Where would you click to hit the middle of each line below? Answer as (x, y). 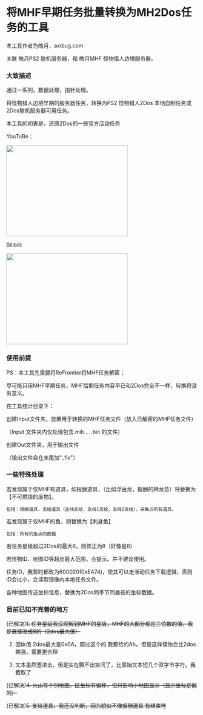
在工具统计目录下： (30, 406)
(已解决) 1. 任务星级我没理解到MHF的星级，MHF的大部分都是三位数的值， (97, 624)
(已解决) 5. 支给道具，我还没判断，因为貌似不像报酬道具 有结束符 (86, 706)
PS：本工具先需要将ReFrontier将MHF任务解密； (66, 372)
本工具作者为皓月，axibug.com (45, 46)
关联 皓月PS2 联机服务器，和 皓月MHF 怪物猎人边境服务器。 (81, 58)
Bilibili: (15, 245)
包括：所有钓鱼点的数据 (31, 534)
